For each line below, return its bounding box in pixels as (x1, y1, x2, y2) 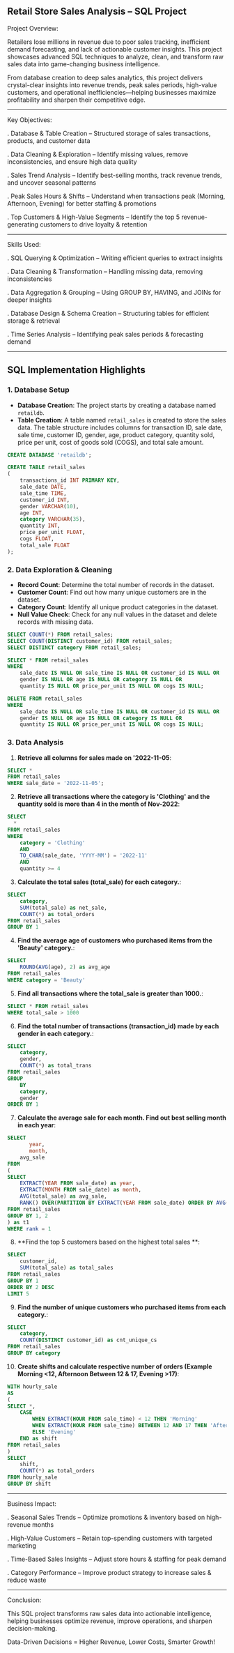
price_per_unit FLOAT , (19, 529, 86, 536)
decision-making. (7, 1624, 58, 1632)
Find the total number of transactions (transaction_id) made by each (17, 1021, 219, 1030)
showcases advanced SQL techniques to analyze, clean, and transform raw (7, 52, 224, 61)
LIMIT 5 (7, 1290, 30, 1297)
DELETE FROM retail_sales (7, 695, 82, 702)
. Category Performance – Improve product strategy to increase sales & (7, 1568, 212, 1576)
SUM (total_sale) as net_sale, (19, 904, 108, 911)
